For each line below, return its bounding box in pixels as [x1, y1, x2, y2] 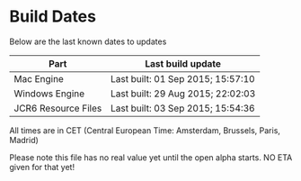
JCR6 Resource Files [13, 102, 102, 114]
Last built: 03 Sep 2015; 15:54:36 [111, 102, 255, 114]
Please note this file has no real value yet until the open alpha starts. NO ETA [9, 151, 293, 163]
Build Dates [9, 6, 97, 27]
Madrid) [9, 134, 39, 145]
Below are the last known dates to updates [9, 36, 167, 47]
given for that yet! [9, 161, 75, 172]
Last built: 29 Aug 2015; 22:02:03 [111, 87, 256, 100]
